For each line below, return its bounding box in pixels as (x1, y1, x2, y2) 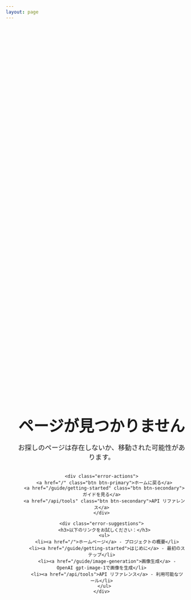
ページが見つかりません (18, 416, 185, 435)
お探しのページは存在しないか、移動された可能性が (18, 443, 179, 452)
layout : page (5, 9, 39, 15)
